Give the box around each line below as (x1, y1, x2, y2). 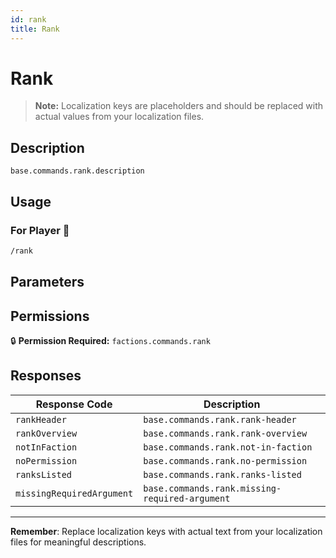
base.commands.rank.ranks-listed (143, 469, 302, 480)
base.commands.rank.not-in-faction (143, 441, 313, 453)
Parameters (10, 274, 85, 291)
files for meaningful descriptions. (10, 536, 147, 548)
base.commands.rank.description (10, 166, 145, 176)
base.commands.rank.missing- (143, 482, 282, 494)
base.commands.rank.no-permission (143, 455, 308, 466)
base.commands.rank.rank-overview (143, 427, 308, 439)
